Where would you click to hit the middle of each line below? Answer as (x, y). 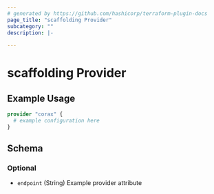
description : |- (30, 33)
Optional (22, 168)
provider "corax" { (35, 114)
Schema (25, 149)
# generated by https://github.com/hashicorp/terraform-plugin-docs (107, 13)
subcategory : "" (30, 26)
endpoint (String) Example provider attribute (79, 183)
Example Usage (41, 98)
